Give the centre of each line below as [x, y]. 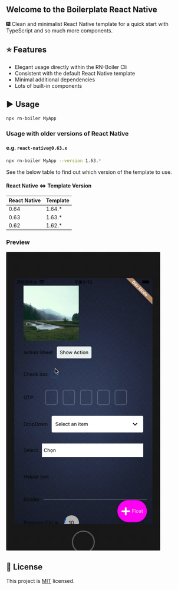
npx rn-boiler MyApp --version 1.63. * [54, 161]
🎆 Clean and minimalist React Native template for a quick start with [88, 24]
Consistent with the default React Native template [75, 73]
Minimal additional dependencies [55, 80]
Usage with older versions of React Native [67, 134]
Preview [18, 242]
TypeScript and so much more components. [60, 30]
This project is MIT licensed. [40, 581]
